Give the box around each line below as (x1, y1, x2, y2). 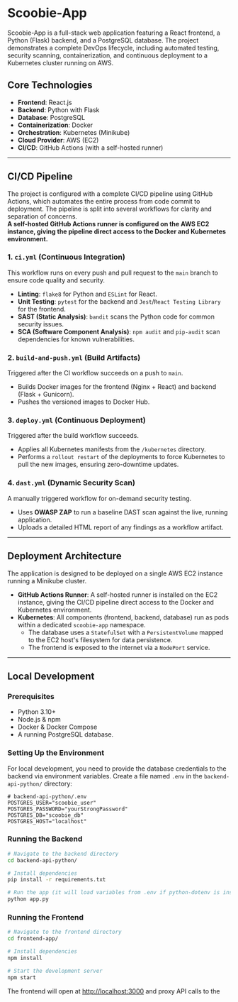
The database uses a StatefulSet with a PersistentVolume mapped (28, 628, 224, 637)
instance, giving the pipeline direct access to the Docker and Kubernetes (7, 227, 227, 236)
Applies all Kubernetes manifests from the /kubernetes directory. (17, 445, 207, 453)
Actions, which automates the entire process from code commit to (7, 197, 200, 205)
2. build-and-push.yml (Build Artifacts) (7, 353, 141, 363)
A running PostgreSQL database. (17, 730, 114, 739)
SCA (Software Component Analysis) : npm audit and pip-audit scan (17, 327, 220, 336)
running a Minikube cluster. (7, 576, 87, 585)
